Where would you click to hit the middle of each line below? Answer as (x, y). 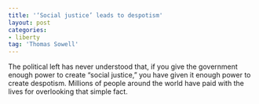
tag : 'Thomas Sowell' (44, 45)
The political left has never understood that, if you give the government (123, 66)
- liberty (24, 37)
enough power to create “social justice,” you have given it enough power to (129, 75)
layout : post (29, 23)
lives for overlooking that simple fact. (68, 91)
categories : (27, 30)
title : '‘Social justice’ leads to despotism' (86, 15)
